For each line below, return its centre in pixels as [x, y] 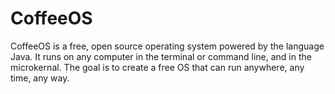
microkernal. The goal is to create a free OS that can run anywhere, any [157, 67]
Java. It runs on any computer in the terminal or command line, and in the [161, 56]
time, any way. [40, 78]
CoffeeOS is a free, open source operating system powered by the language [167, 46]
